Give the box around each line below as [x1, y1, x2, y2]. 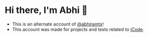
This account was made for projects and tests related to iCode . [12, 26, 144, 32]
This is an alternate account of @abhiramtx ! [12, 21, 104, 27]
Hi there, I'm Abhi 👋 [5, 4, 88, 16]
